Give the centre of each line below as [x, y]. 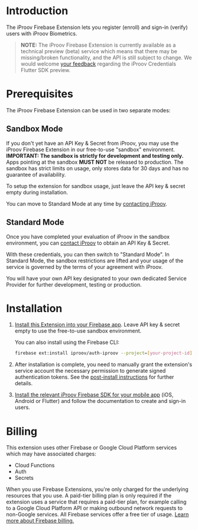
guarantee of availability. [36, 174]
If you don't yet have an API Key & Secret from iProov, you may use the [92, 143]
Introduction [37, 11]
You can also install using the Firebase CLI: [67, 342]
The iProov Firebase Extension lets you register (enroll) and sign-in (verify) [97, 27]
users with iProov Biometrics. [42, 33]
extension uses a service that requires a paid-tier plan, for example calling [96, 502]
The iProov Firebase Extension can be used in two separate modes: [88, 110]
